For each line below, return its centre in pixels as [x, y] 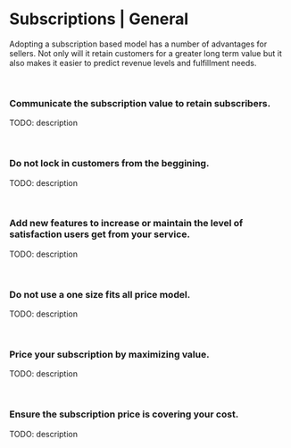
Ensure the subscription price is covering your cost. [124, 414]
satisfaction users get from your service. [100, 234]
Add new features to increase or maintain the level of [126, 224]
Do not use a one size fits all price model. [100, 294]
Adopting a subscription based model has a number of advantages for [138, 44]
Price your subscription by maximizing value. [109, 355]
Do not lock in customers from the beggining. [109, 164]
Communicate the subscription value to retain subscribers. [140, 103]
